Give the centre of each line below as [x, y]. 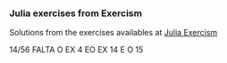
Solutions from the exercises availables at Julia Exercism [113, 33]
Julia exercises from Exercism [76, 13]
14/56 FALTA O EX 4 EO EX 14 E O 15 [76, 50]
